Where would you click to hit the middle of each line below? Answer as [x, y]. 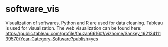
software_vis [32, 9]
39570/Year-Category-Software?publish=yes [52, 39]
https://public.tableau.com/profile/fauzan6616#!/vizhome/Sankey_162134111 [83, 33]
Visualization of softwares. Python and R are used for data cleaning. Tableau [84, 23]
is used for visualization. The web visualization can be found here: [73, 28]
